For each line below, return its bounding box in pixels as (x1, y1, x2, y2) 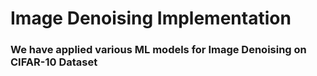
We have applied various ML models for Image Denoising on (10, 43, 307, 57)
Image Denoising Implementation (10, 7, 292, 30)
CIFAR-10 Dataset (10, 55, 98, 69)
